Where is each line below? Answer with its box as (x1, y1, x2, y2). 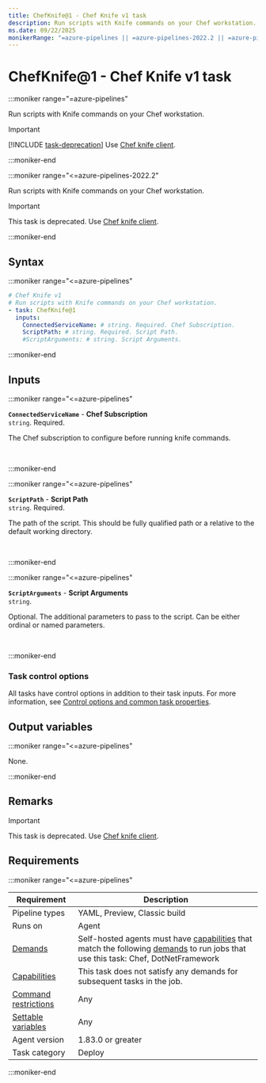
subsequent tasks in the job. (78, 975, 183, 986)
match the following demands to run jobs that (78, 943, 247, 954)
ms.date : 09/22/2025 (8, 26, 77, 34)
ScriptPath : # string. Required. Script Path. (22, 328, 179, 337)
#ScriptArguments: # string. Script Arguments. (22, 336, 182, 344)
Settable (12, 1011, 44, 1022)
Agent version (12, 1034, 65, 1045)
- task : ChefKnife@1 (8, 306, 77, 314)
